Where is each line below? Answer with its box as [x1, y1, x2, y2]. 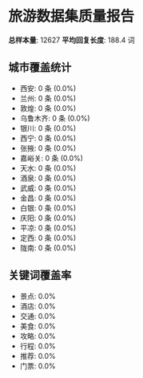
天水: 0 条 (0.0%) [19, 163, 77, 172]
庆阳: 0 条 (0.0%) [19, 213, 77, 222]
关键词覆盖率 [8, 269, 72, 282]
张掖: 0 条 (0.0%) [19, 143, 77, 152]
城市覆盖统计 [8, 61, 72, 74]
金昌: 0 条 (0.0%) [19, 193, 77, 203]
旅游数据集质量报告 [8, 7, 135, 26]
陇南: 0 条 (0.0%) [19, 242, 77, 252]
